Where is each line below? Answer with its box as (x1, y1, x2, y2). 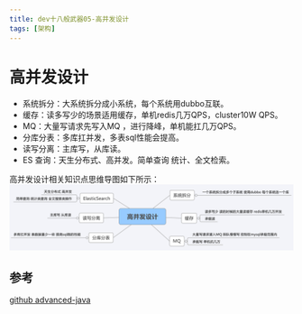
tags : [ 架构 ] (9, 23, 56, 33)
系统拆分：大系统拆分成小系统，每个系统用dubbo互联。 (22, 98, 229, 109)
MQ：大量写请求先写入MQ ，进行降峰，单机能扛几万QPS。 (22, 121, 242, 132)
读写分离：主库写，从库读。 (22, 143, 126, 154)
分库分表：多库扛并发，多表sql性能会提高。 (22, 132, 185, 143)
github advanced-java (9, 294, 91, 306)
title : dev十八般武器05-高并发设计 (9, 14, 129, 23)
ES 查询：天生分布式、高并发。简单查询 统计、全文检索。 (22, 154, 235, 166)
